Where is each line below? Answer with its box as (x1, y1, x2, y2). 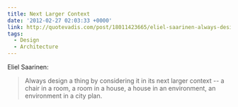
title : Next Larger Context (7, 10, 91, 18)
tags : (7, 30, 23, 38)
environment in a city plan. (24, 91, 103, 100)
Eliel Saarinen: (7, 63, 49, 71)
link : (7, 23, 23, 30)
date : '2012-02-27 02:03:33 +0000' (7, 17, 113, 24)
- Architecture (13, 43, 59, 50)
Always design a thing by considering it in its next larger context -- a (24, 77, 225, 85)
